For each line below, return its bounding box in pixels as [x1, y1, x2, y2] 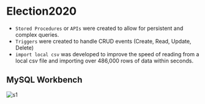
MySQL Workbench [6, 75, 83, 85]
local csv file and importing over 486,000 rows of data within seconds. [15, 57, 194, 64]
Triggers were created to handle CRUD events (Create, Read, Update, [15, 37, 192, 45]
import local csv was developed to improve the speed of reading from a [15, 50, 199, 58]
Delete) [15, 44, 34, 51]
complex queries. [15, 31, 59, 38]
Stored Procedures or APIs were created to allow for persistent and [15, 24, 184, 32]
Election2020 [6, 4, 77, 18]
